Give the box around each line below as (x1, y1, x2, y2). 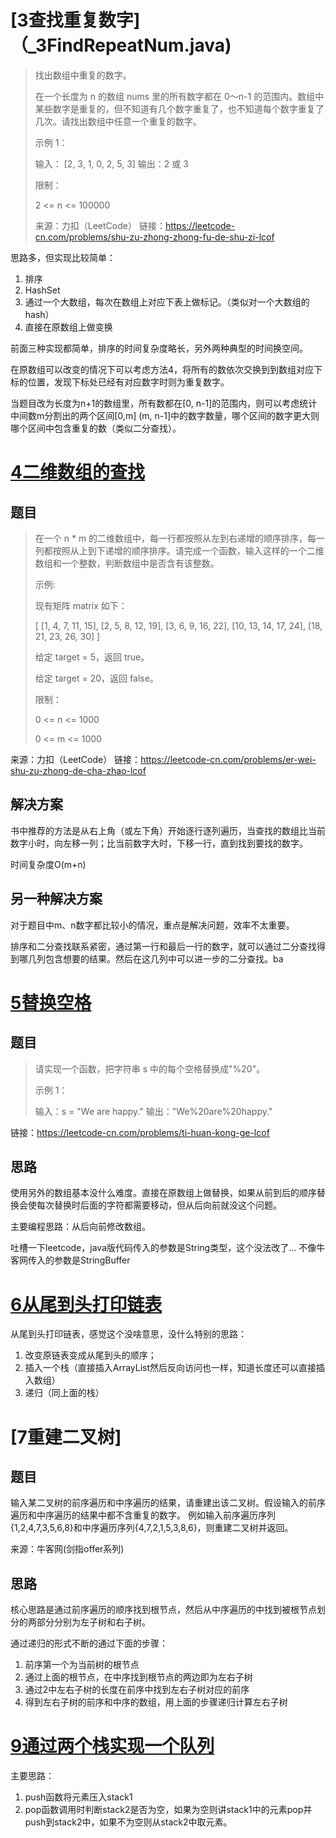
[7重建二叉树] (10, 1426, 122, 1448)
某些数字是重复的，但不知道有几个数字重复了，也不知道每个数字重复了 (34, 102, 325, 115)
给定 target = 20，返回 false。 (34, 672, 159, 684)
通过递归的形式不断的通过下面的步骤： (10, 1637, 168, 1650)
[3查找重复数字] (10, 9, 141, 32)
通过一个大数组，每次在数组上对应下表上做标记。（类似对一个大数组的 (24, 296, 310, 308)
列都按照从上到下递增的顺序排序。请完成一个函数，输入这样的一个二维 (34, 544, 325, 556)
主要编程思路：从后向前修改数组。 (10, 1221, 151, 1233)
